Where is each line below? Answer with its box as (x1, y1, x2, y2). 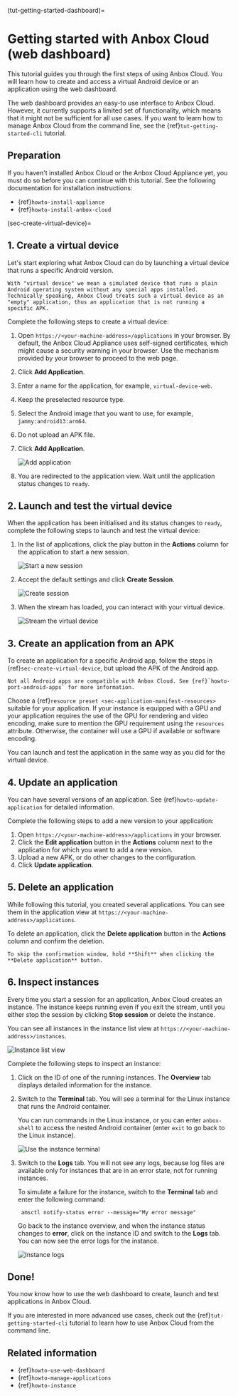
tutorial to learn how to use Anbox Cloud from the (69, 1318, 215, 1328)
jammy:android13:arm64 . (17, 416, 87, 425)
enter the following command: (17, 1195, 106, 1204)
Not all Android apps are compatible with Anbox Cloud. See (7, 678, 190, 685)
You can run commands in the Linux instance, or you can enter (17, 1115, 202, 1124)
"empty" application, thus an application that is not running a (7, 299, 205, 306)
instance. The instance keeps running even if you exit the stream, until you (7, 1003, 225, 1011)
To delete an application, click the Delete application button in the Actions (7, 929, 226, 938)
